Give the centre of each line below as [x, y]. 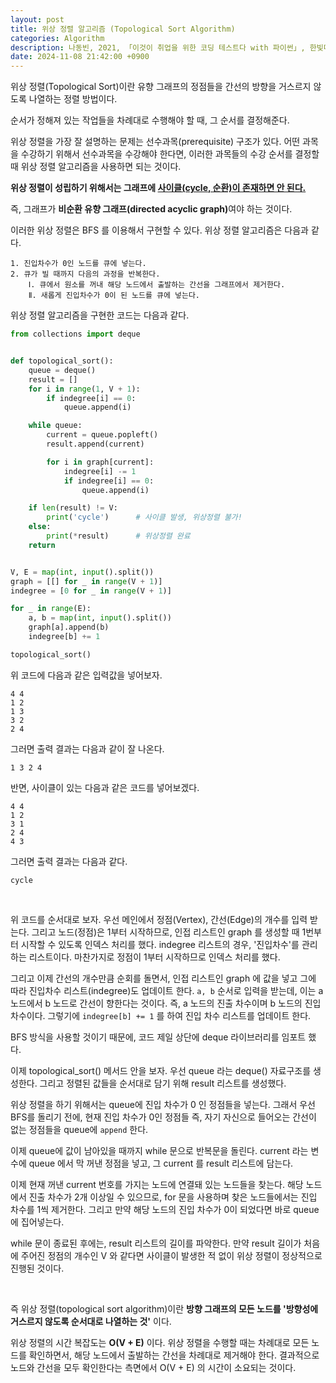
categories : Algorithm [57, 38]
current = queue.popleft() [102, 435]
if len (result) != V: [73, 508]
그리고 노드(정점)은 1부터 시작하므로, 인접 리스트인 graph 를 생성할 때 [165, 932]
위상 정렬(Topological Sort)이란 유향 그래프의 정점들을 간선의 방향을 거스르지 [161, 87]
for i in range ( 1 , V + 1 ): [84, 389]
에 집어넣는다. [37, 1222]
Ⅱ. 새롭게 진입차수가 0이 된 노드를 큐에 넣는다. [114, 296]
